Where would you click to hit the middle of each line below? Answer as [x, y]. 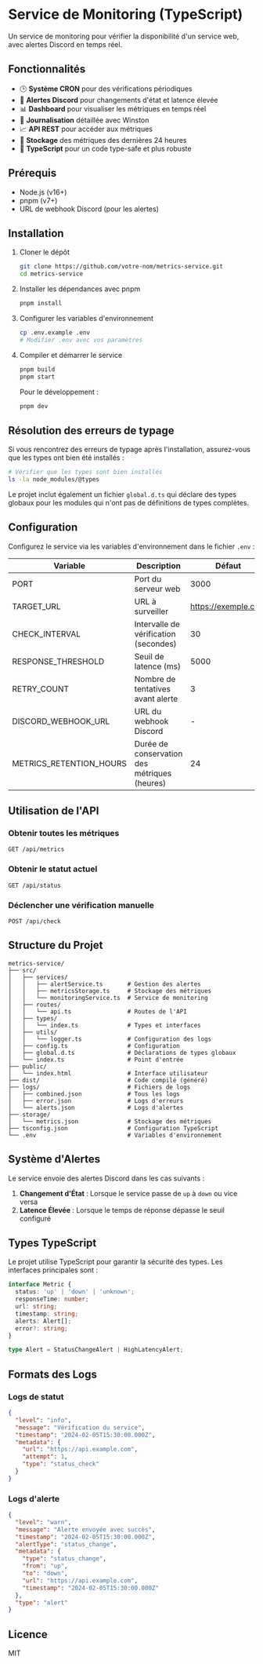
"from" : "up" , [45, 1566]
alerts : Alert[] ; [43, 1321]
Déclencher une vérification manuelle [81, 905]
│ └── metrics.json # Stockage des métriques [110, 1121]
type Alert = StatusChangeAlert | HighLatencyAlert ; [96, 1350]
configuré [35, 1218]
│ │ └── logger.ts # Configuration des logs [110, 1039]
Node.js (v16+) [43, 192]
